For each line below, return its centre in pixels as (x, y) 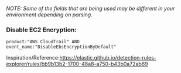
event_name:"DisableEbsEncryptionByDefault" (61, 47)
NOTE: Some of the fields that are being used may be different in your (90, 8)
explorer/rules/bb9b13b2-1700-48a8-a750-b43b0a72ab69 (77, 64)
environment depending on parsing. (49, 15)
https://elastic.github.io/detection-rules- (108, 58)
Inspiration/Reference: (33, 58)
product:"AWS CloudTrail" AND (43, 42)
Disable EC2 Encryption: (42, 30)
